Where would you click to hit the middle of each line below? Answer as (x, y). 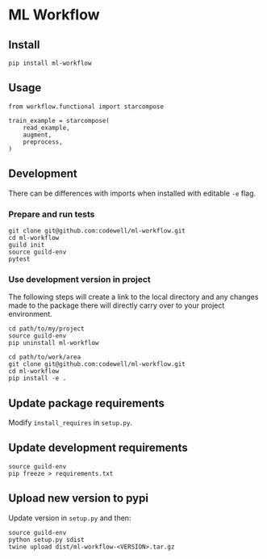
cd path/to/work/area (45, 357)
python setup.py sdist (46, 540)
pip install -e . (38, 378)
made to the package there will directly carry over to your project (117, 305)
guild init (27, 245)
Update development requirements (98, 448)
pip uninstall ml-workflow (54, 343)
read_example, (46, 128)
